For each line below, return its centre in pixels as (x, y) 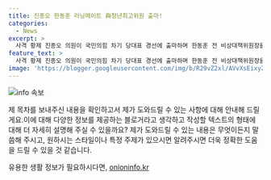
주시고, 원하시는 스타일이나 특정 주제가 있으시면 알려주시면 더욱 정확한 (133, 140)
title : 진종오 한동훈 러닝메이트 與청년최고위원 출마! (85, 16)
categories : (28, 23)
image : (19, 69)
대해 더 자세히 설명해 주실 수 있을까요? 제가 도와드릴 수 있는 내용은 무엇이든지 (129, 129)
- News (27, 31)
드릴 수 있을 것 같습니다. (54, 149)
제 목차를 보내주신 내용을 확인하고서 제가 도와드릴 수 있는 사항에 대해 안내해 (127, 109)
